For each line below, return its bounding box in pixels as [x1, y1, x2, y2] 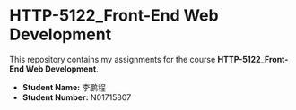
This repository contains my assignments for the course [9, 54, 216, 64]
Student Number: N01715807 [22, 91, 132, 103]
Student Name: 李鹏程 [22, 81, 106, 92]
